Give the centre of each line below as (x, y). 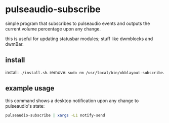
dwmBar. (14, 44)
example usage (30, 88)
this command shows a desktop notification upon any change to (72, 101)
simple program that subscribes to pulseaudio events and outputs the (78, 23)
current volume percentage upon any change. (53, 28)
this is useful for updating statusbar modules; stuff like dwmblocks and (79, 39)
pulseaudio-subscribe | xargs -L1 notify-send (55, 115)
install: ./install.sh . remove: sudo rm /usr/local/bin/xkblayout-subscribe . (85, 72)
